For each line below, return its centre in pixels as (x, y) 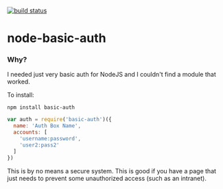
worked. (19, 81)
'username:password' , (50, 139)
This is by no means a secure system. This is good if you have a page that (112, 171)
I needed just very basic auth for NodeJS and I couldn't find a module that (111, 75)
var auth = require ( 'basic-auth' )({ (59, 120)
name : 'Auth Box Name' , (47, 126)
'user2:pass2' (39, 145)
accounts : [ (31, 133)
